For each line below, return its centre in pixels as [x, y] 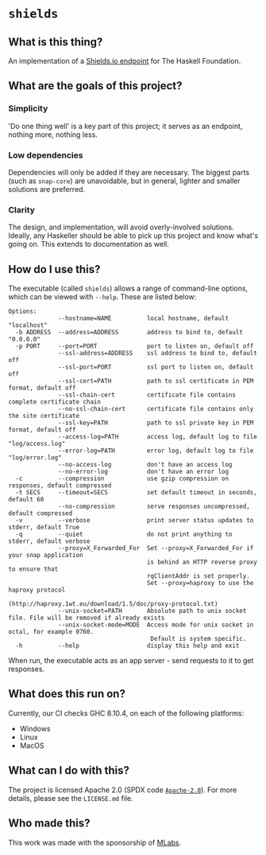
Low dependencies [46, 155]
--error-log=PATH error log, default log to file [156, 451]
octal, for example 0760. [51, 632]
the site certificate [44, 416]
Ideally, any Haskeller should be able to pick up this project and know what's [133, 236]
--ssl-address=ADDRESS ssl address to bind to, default [158, 353]
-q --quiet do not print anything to [124, 535]
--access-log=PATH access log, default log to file [158, 437]
